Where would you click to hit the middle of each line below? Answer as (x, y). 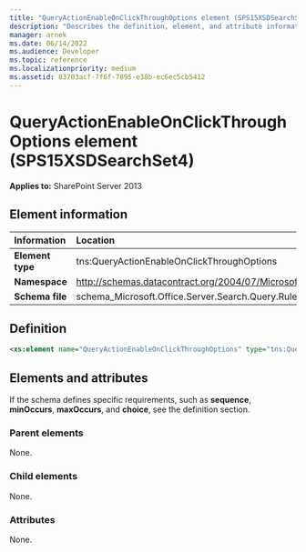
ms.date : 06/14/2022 (49, 43)
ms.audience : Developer (55, 52)
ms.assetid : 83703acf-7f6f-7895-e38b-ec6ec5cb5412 (107, 77)
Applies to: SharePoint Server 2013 (76, 186)
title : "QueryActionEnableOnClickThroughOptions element (120, 18)
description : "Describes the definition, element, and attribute (136, 26)
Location (96, 240)
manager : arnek (38, 35)
